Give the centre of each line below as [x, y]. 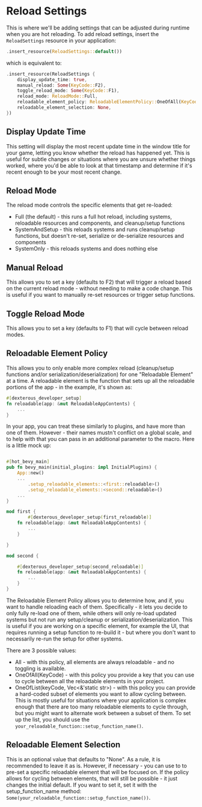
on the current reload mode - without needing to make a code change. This [99, 288]
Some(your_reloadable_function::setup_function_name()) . [78, 797]
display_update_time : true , [52, 79]
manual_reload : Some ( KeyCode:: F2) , [62, 85]
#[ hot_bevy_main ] [28, 462]
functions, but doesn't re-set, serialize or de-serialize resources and [99, 236]
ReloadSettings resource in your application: [61, 40]
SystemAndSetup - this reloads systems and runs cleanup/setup [95, 230]
